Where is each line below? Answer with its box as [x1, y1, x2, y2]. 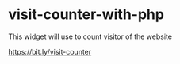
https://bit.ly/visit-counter [8, 47, 92, 56]
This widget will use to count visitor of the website [8, 32, 173, 41]
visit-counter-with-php [8, 6, 165, 24]
